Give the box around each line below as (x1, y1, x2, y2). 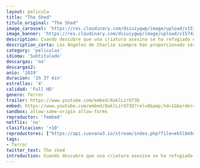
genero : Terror (6, 92, 44, 98)
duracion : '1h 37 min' (6, 75, 62, 81)
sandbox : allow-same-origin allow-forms (6, 108, 108, 114)
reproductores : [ (6, 130, 49, 137)
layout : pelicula (6, 8, 49, 15)
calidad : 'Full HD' (6, 86, 55, 92)
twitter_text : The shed (6, 147, 65, 153)
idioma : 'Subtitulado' (6, 53, 62, 59)
